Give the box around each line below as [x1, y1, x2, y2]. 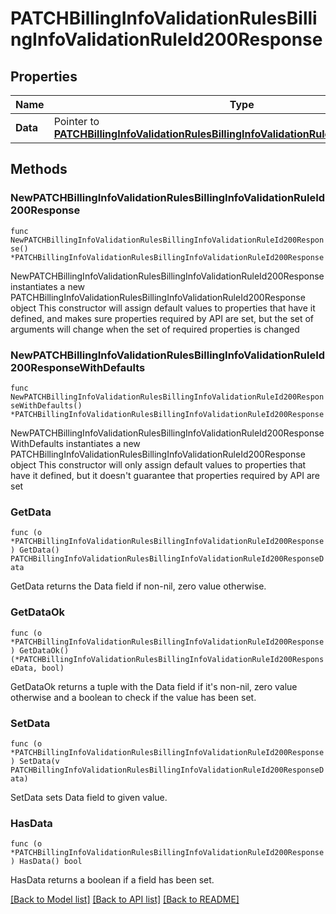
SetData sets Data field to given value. [10, 791, 168, 803]
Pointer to [53, 115, 100, 128]
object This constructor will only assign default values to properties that [10, 458, 307, 471]
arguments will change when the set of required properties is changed [10, 323, 300, 335]
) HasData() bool [10, 857, 83, 867]
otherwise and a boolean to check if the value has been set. [10, 691, 257, 703]
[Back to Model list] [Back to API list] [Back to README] [10, 893, 240, 906]
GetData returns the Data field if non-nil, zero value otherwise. [10, 580, 267, 592]
